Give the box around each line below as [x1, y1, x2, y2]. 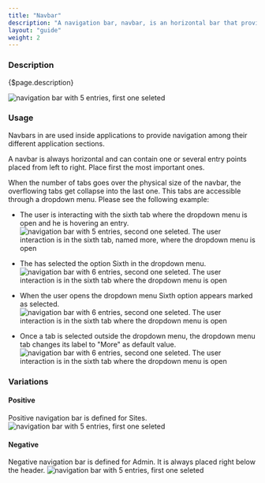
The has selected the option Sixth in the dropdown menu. [19, 258, 207, 268]
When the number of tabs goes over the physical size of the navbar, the [8, 178, 241, 187]
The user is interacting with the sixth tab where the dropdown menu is [19, 210, 248, 219]
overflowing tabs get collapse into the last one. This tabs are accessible [8, 186, 241, 196]
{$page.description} [8, 77, 74, 87]
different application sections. [8, 139, 105, 148]
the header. [8, 466, 46, 475]
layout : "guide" [8, 26, 62, 34]
